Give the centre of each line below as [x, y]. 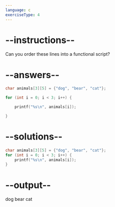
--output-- [28, 185]
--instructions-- [40, 40]
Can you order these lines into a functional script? [58, 54]
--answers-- [32, 75]
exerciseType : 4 [22, 15]
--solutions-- [34, 137]
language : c [18, 10]
